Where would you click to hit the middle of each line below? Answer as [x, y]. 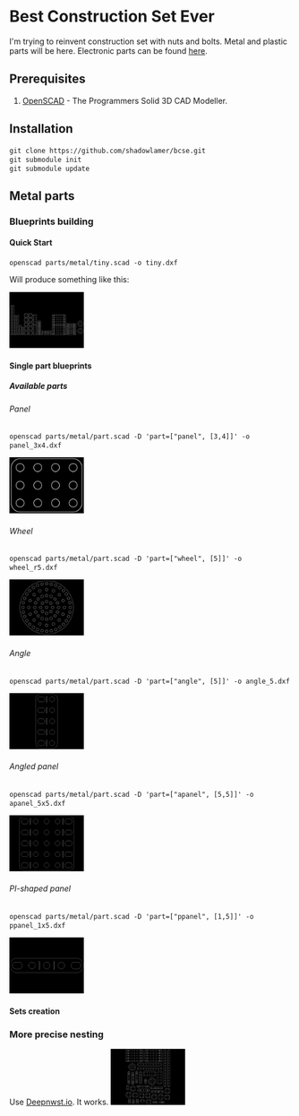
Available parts [38, 386]
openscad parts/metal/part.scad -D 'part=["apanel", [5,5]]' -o [132, 794]
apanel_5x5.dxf [38, 803]
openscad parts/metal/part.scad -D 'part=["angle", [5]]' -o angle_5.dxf [150, 681]
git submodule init [46, 160]
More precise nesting [57, 1034]
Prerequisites [47, 79]
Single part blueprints [51, 366]
